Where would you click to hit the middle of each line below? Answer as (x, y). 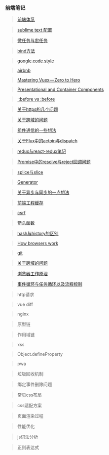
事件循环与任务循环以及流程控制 (50, 284)
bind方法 (26, 51)
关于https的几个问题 (37, 109)
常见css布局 (29, 395)
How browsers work (37, 244)
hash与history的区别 (38, 234)
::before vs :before (36, 99)
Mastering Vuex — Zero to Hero (49, 80)
